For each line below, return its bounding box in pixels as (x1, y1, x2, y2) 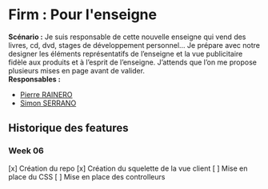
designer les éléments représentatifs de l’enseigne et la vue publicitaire (8, 49, 243, 58)
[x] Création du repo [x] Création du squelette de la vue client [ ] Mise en (8, 163, 248, 173)
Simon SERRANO (19, 98, 77, 108)
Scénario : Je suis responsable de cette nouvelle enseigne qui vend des (8, 32, 246, 41)
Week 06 (8, 145, 44, 156)
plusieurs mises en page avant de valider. (8, 65, 146, 75)
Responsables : (8, 74, 62, 84)
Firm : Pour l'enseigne (8, 6, 158, 24)
